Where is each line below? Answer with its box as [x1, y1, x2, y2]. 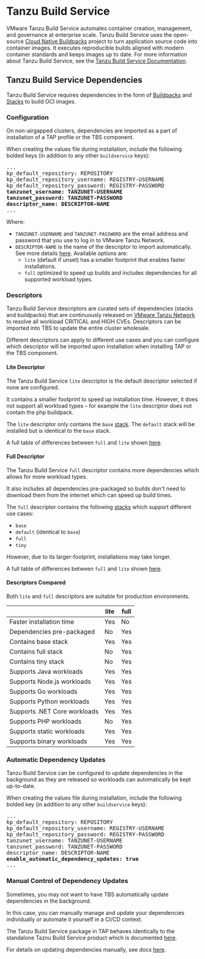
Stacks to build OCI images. [6, 97, 76, 105]
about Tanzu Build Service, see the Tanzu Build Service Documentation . [6, 57, 188, 64]
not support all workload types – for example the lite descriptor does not [6, 402, 192, 409]
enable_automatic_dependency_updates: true [6, 855, 139, 863]
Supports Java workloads [9, 667, 83, 676]
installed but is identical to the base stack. [6, 427, 111, 434]
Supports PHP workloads [9, 717, 81, 725]
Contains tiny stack [9, 657, 65, 666]
